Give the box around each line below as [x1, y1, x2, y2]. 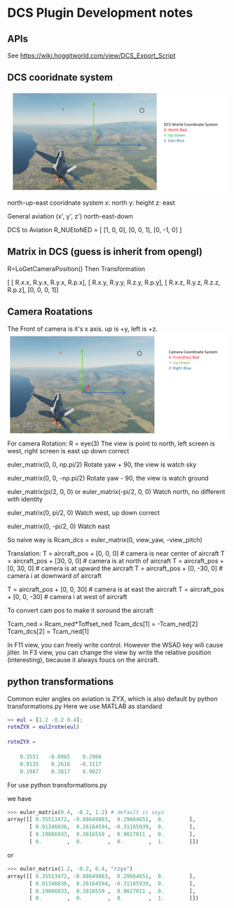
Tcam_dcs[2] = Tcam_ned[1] [7, 627, 90, 635]
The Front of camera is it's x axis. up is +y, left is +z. [7, 324, 158, 333]
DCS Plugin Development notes [7, 5, 193, 21]
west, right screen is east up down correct [7, 446, 130, 455]
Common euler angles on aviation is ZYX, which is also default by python [7, 694, 219, 703]
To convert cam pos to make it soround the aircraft [7, 606, 154, 614]
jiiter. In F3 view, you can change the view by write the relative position [7, 648, 212, 656]
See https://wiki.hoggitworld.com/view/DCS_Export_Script [7, 51, 176, 60]
